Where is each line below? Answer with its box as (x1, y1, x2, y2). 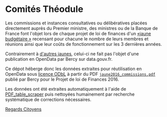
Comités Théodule (5, 3, 83, 15)
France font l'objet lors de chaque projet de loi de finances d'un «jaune (5, 30, 151, 36)
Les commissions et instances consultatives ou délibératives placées (5, 20, 147, 26)
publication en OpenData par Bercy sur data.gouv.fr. (5, 56, 112, 62)
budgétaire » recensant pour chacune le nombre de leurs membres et (5, 36, 148, 42)
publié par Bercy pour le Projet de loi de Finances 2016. (5, 76, 119, 82)
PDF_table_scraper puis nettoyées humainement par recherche (5, 91, 135, 97)
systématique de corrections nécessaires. (5, 96, 91, 103)
